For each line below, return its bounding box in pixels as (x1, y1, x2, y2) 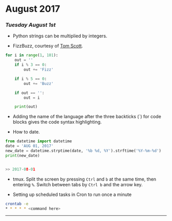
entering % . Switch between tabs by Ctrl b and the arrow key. (12, 181, 143, 187)
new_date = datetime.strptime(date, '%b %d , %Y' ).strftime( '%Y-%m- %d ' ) (5, 148, 161, 153)
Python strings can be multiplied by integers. (12, 33, 107, 39)
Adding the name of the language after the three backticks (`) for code (12, 114, 161, 120)
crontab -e (5, 201, 29, 206)
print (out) (14, 104, 38, 109)
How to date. (12, 129, 40, 135)
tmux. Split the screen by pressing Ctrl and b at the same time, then (12, 176, 157, 182)
